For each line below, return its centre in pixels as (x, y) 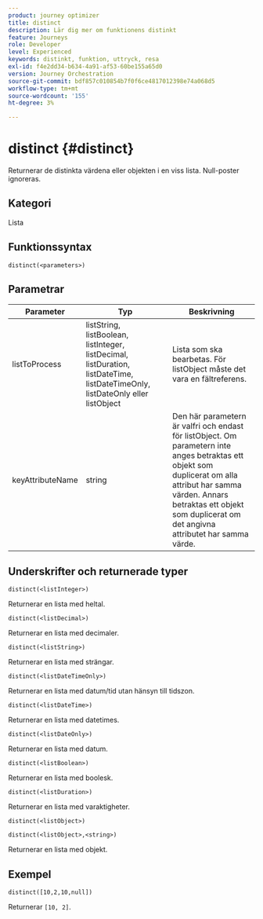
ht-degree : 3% (31, 103)
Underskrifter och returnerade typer (98, 571)
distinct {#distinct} (71, 149)
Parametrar (36, 289)
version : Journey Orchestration (61, 74)
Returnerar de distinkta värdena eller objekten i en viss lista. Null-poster (124, 170)
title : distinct (34, 23)
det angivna (194, 524)
